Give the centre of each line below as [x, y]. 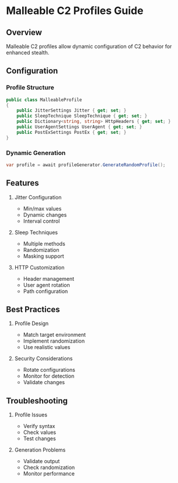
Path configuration [46, 291]
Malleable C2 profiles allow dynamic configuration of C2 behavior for [89, 46]
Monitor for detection [49, 376]
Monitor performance [49, 474]
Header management [49, 278]
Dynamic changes [45, 215]
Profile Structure [30, 88]
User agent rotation [46, 285]
